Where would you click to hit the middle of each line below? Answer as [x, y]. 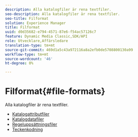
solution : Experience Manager [36, 23]
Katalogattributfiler [31, 114]
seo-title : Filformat [27, 18]
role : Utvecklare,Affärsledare [37, 41]
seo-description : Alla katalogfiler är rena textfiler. [62, 14]
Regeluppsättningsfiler [35, 124]
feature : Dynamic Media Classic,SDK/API [46, 37]
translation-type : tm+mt [30, 45]
